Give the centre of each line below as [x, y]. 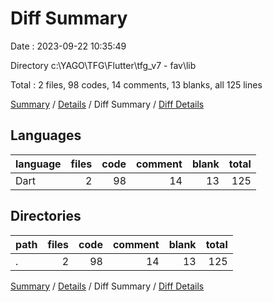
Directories [46, 216]
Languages [46, 135]
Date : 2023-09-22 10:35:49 [68, 46]
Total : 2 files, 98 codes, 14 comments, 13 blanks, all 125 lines [136, 84]
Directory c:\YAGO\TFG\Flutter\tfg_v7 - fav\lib [103, 65]
